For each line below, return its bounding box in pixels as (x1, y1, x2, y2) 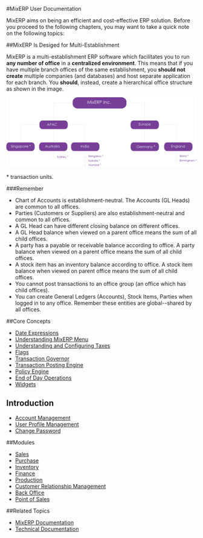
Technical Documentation (14, 525, 79, 533)
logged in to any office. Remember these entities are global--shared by (14, 299, 192, 307)
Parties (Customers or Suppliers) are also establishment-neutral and (14, 210, 185, 217)
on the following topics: (6, 30, 65, 37)
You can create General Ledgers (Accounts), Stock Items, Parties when (14, 293, 193, 300)
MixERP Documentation (14, 519, 74, 526)
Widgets (14, 381, 36, 388)
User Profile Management (14, 420, 80, 428)
